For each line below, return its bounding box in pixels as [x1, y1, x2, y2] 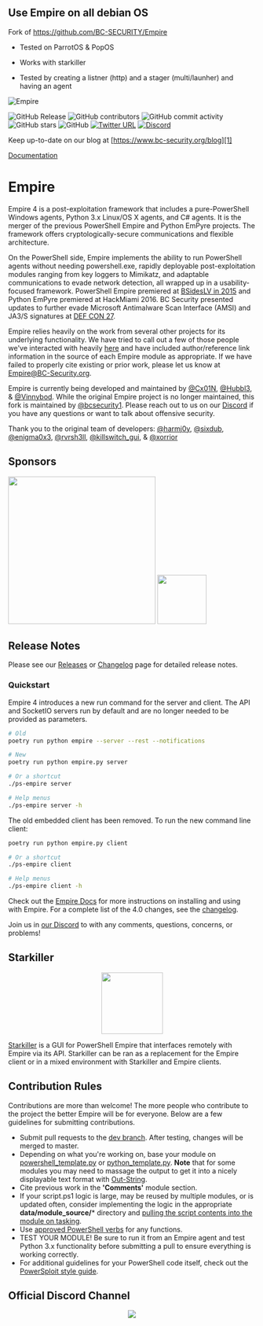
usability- [219, 278, 250, 287]
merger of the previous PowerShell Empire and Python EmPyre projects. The [8, 220, 255, 230]
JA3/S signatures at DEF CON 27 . [8, 311, 116, 321]
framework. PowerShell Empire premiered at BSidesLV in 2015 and [36, 286, 251, 296]
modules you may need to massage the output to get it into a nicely [19, 1166, 238, 1175]
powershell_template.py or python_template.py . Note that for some [19, 1158, 236, 1167]
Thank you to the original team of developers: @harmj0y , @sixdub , [8, 424, 225, 433]
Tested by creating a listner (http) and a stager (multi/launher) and [19, 72, 234, 82]
